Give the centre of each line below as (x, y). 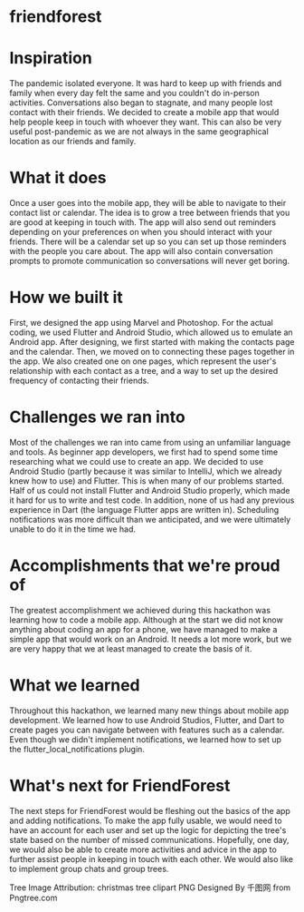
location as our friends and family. (73, 142)
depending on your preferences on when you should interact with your (141, 232)
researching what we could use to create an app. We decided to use (137, 461)
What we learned (75, 686)
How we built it (66, 298)
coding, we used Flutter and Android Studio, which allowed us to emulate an (151, 332)
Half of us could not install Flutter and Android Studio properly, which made (150, 490)
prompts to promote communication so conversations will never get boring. (150, 261)
